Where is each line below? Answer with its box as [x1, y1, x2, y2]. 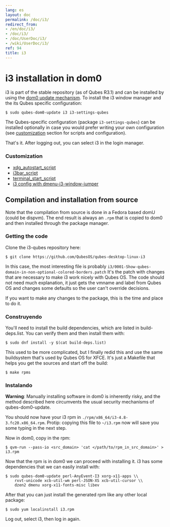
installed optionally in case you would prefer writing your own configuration [5, 124, 165, 131]
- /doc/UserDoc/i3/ [5, 36, 47, 41]
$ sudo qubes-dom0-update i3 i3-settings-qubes [5, 110, 109, 115]
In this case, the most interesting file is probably [5, 263, 107, 269]
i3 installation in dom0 [5, 72, 102, 84]
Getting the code [5, 233, 48, 240]
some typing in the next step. [5, 425, 67, 431]
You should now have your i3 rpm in [5, 414, 81, 420]
